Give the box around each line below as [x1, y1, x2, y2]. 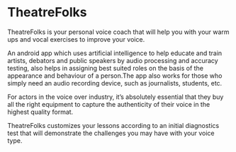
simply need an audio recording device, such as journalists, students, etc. [7, 78, 223, 87]
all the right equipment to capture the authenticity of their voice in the [7, 100, 210, 108]
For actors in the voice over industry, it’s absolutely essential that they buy [7, 93, 224, 101]
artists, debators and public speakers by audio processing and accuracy [7, 56, 218, 64]
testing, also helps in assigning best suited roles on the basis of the [7, 64, 204, 72]
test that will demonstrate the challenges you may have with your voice [7, 129, 215, 137]
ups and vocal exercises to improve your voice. [7, 35, 145, 43]
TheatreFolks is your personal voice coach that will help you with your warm [7, 28, 230, 36]
